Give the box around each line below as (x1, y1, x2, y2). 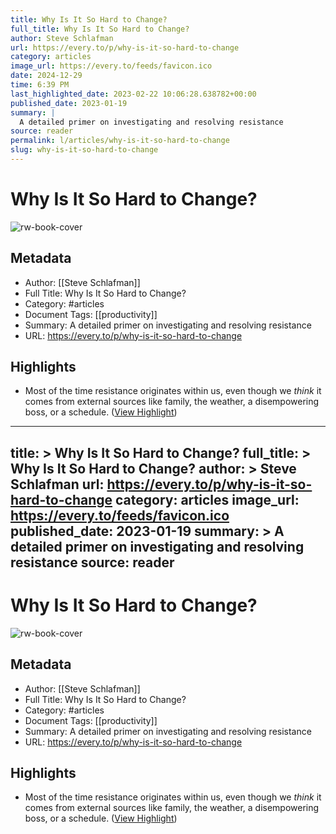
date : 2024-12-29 (10, 71, 83, 81)
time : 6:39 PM (10, 80, 70, 90)
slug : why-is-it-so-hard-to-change (10, 145, 159, 155)
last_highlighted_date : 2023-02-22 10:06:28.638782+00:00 (10, 89, 257, 99)
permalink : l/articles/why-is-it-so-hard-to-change (10, 136, 230, 146)
